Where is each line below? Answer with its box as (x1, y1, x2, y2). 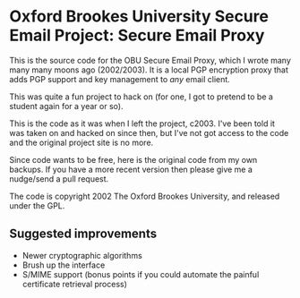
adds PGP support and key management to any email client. (9, 73, 230, 84)
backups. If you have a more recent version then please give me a (9, 164, 253, 175)
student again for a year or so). (9, 100, 124, 111)
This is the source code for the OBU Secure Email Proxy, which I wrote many (9, 55, 291, 65)
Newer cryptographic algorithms (21, 250, 143, 260)
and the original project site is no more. (9, 137, 154, 148)
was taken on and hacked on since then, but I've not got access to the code (9, 127, 289, 138)
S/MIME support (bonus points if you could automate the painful (21, 268, 260, 279)
